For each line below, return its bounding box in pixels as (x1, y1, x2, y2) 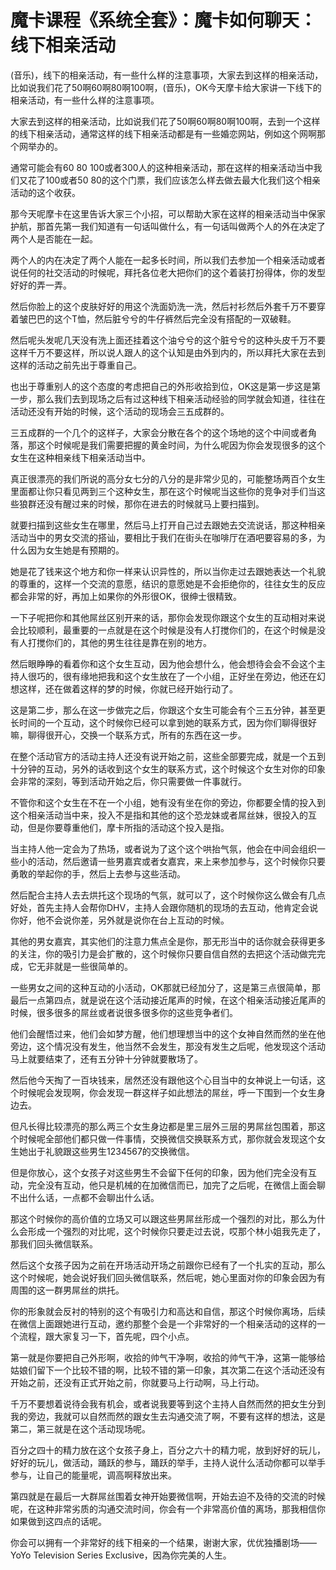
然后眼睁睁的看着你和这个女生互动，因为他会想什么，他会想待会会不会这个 (10, 657, 317, 670)
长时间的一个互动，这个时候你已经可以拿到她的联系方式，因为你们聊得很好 (10, 716, 317, 728)
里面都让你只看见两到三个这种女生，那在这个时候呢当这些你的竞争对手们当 (10, 485, 317, 497)
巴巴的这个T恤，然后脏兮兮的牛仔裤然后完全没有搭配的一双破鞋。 (27, 312, 297, 325)
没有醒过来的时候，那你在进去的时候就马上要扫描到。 (44, 497, 265, 510)
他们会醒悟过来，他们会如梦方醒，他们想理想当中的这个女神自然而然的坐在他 (10, 1027, 326, 1040)
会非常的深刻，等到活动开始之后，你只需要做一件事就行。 (10, 775, 247, 787)
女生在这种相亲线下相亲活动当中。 (10, 451, 151, 463)
